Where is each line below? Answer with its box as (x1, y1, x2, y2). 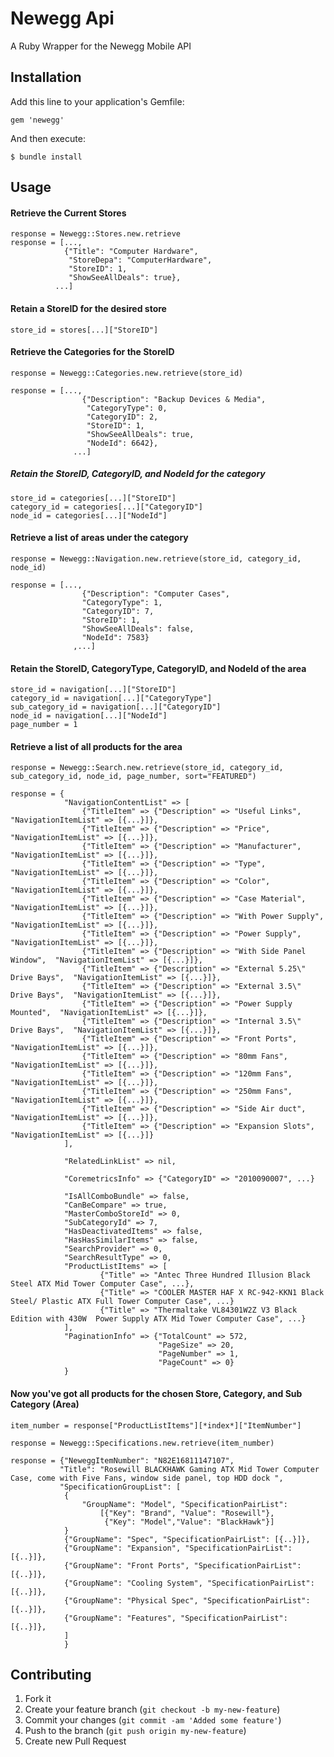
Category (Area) (10, 1398, 80, 1410)
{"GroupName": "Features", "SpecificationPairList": (63, 1613, 288, 1623)
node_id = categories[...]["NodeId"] (10, 510, 168, 521)
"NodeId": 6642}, (86, 438, 159, 448)
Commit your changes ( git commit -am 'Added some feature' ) (24, 1714, 282, 1726)
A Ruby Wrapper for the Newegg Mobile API (10, 40, 192, 52)
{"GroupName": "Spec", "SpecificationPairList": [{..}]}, (63, 1534, 311, 1544)
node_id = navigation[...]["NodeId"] (10, 711, 168, 721)
